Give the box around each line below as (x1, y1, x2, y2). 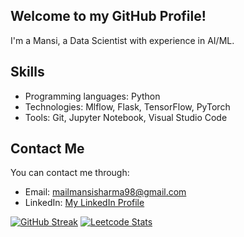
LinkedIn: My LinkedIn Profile (24, 197, 145, 209)
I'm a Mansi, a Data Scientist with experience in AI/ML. (10, 34, 235, 46)
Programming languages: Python (24, 90, 161, 102)
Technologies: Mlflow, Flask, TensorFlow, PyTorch (24, 100, 231, 113)
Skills (10, 64, 45, 81)
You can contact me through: (10, 167, 130, 179)
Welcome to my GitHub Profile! (10, 8, 207, 25)
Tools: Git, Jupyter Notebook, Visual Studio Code (24, 111, 228, 123)
